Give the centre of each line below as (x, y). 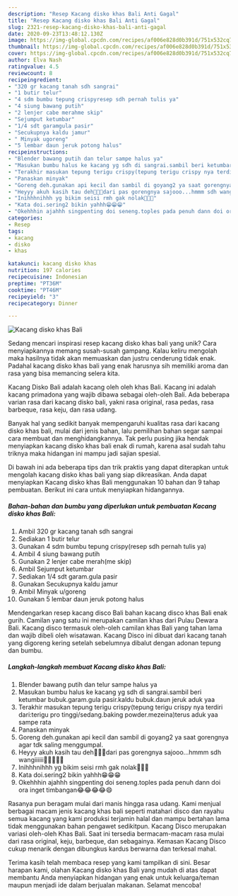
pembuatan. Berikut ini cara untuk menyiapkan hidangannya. (96, 490)
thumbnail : (24, 47)
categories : (25, 218)
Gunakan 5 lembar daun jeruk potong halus (81, 599)
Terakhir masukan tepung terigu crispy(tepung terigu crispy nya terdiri (120, 707)
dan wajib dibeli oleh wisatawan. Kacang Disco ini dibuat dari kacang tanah (117, 635)
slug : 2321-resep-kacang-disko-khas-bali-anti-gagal (87, 27)
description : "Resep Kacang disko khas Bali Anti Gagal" (94, 14)
